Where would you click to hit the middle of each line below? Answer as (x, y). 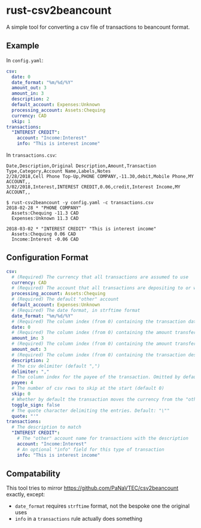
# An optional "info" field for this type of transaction (91, 450)
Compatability (33, 474)
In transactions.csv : (31, 155)
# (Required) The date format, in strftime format (76, 310)
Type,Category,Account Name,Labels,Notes (59, 171)
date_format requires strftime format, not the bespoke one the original (102, 506)
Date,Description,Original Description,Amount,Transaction (81, 166)
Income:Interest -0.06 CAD (45, 239)
